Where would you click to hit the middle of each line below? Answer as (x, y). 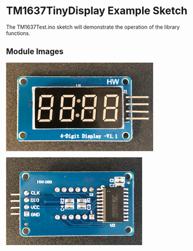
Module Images (35, 52)
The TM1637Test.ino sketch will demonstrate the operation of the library (93, 27)
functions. (18, 33)
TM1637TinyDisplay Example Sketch (97, 11)
